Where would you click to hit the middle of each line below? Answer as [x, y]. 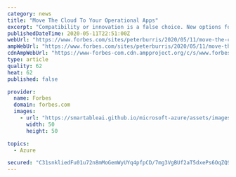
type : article [28, 60]
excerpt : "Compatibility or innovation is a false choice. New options [114, 27]
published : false [33, 79]
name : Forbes [33, 98]
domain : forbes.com [42, 105]
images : [25, 112]
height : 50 [42, 131]
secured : [20, 163]
